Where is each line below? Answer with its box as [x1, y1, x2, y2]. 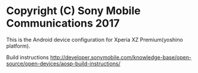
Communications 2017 [6, 16, 120, 30]
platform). [6, 42, 31, 49]
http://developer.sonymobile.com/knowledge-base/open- [49, 54, 192, 61]
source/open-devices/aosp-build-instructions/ [6, 60, 121, 67]
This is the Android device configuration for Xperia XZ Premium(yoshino [6, 36, 183, 43]
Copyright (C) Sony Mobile [6, 4, 141, 18]
